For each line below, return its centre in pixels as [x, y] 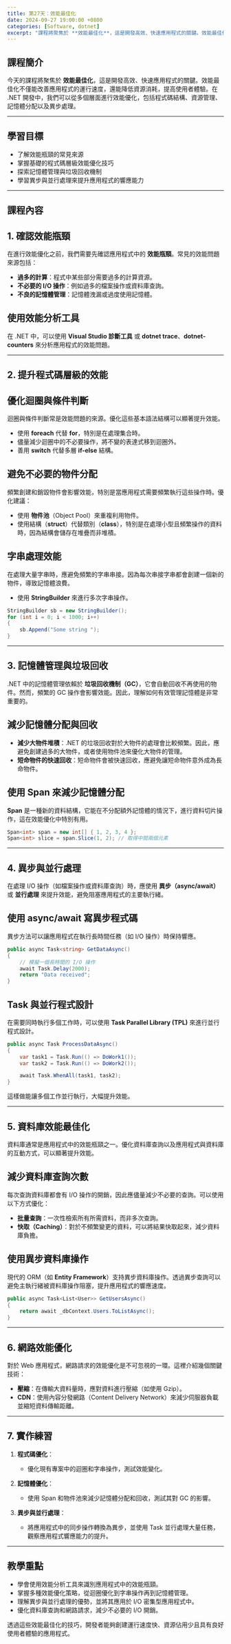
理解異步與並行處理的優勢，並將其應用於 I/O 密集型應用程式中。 [107, 1601]
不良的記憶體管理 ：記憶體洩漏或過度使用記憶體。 [86, 294]
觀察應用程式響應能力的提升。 [69, 1536]
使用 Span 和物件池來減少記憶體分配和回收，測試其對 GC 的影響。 [121, 1498]
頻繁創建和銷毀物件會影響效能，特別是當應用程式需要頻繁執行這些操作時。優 [115, 492]
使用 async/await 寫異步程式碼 [73, 919]
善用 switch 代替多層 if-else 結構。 [67, 450]
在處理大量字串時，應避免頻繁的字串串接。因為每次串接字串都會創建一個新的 [115, 574]
